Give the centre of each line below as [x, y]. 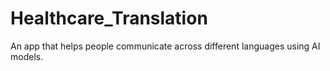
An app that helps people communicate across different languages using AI [165, 46]
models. [27, 56]
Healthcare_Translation [109, 18]
